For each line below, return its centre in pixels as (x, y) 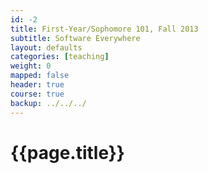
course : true (37, 94)
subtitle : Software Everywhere (75, 38)
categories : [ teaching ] (60, 57)
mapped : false (40, 76)
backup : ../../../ (48, 103)
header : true (37, 85)
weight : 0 (31, 66)
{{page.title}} (67, 152)
